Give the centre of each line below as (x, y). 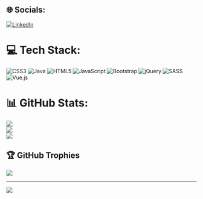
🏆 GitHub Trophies (43, 156)
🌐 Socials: (26, 10)
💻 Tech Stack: (43, 50)
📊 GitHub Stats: (47, 103)
